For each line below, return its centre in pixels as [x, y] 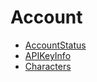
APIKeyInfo [48, 55]
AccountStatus [55, 45]
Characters [48, 66]
